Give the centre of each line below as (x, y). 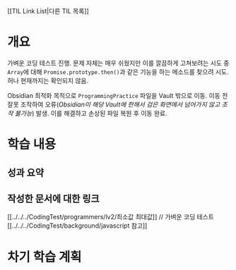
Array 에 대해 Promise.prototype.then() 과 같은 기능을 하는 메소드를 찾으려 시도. (118, 72)
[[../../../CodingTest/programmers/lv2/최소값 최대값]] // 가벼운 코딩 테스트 (111, 217)
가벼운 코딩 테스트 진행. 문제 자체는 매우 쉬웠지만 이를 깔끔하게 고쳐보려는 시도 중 (118, 63)
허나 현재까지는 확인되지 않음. (48, 80)
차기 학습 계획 (45, 257)
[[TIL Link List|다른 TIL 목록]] (48, 11)
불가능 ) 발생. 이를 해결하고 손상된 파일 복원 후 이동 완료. (91, 113)
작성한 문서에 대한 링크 (54, 198)
